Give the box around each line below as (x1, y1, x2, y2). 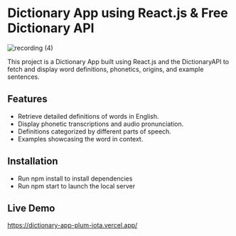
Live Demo (7, 202, 55, 214)
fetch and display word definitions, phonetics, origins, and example (7, 65, 204, 73)
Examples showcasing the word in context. (17, 134, 144, 143)
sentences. (7, 73, 41, 81)
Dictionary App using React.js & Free (7, 5, 229, 21)
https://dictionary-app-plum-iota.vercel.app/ (7, 221, 138, 230)
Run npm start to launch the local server (17, 181, 136, 190)
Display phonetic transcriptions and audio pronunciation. (17, 119, 184, 128)
